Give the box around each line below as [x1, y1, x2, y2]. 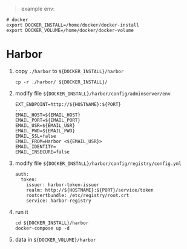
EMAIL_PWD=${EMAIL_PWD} [15, 128, 76, 134]
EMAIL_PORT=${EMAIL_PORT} [15, 117, 80, 123]
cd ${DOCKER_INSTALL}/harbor [15, 220, 89, 226]
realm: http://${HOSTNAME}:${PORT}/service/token [26, 187, 154, 193]
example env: [21, 5, 55, 12]
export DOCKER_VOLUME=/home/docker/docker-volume [6, 27, 134, 33]
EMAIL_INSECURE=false [15, 149, 70, 155]
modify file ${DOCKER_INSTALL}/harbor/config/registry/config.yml [15, 160, 182, 167]
